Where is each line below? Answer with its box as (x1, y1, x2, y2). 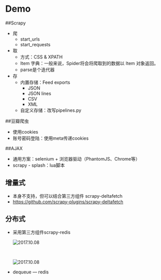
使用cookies (12, 129, 39, 135)
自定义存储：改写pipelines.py (20, 107, 82, 113)
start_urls (20, 36, 40, 42)
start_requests (20, 41, 51, 47)
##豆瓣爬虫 (5, 118, 29, 124)
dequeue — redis (12, 269, 49, 275)
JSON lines (27, 90, 52, 97)
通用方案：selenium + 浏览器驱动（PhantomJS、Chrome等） (12, 155, 141, 162)
